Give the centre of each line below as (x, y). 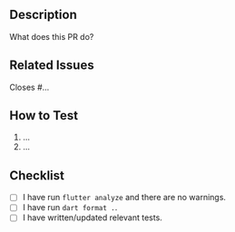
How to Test (44, 116)
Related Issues (52, 66)
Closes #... (29, 87)
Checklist (37, 175)
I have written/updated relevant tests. (93, 217)
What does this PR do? (52, 36)
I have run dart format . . (70, 208)
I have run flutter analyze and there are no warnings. (124, 198)
